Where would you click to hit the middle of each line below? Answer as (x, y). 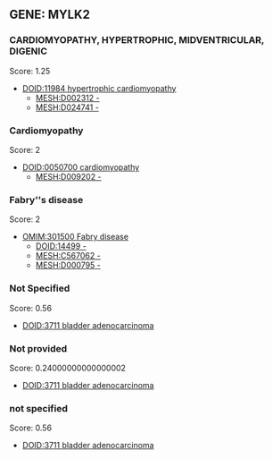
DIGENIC (28, 51)
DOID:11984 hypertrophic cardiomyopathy (99, 88)
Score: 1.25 (30, 71)
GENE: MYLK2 (50, 15)
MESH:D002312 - (67, 98)
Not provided (38, 348)
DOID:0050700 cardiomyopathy (81, 167)
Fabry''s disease (46, 200)
